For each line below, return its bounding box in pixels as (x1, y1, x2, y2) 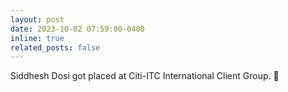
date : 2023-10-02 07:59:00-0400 (10, 24, 145, 34)
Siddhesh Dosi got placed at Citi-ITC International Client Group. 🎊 (10, 70, 280, 82)
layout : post (10, 14, 65, 25)
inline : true (10, 33, 65, 43)
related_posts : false (10, 42, 101, 53)
